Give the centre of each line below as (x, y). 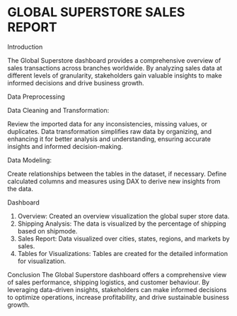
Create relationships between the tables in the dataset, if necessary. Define (117, 174)
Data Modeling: (29, 160)
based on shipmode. (47, 231)
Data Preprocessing (36, 97)
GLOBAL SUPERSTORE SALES (96, 12)
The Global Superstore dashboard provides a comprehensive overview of (114, 60)
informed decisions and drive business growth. (76, 83)
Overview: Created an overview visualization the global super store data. (123, 216)
